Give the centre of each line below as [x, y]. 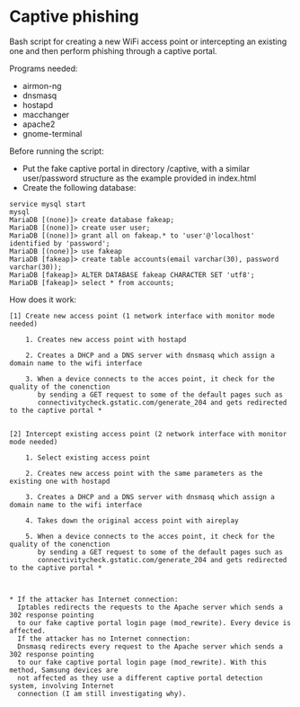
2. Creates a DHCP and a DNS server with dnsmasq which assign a [150, 355]
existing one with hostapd [60, 481]
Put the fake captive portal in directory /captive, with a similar [136, 168]
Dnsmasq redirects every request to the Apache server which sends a [150, 646]
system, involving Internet [62, 685]
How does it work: [43, 300]
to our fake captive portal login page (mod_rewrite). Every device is [154, 622]
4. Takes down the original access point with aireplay [132, 520]
